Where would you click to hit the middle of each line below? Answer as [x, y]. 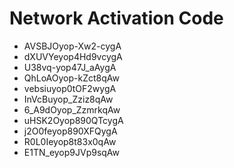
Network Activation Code [116, 18]
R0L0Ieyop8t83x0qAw [70, 141]
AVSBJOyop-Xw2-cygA [72, 46]
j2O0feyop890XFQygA [70, 131]
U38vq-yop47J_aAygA [70, 67]
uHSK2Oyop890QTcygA [73, 120]
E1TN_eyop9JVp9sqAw [72, 152]
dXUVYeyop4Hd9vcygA [73, 56]
